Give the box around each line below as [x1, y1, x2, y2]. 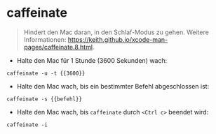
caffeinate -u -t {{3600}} [6, 70, 86, 77]
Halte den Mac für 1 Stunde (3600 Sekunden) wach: [16, 56, 168, 64]
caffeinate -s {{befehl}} [6, 96, 82, 103]
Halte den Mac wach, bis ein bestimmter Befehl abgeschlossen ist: [16, 82, 210, 90]
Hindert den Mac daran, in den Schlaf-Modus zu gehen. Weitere [23, 28, 210, 36]
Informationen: [23, 35, 67, 43]
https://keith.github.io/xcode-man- [67, 35, 168, 43]
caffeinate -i [6, 121, 48, 128]
